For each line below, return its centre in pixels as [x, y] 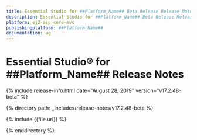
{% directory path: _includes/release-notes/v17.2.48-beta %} [80, 108]
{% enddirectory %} [30, 131]
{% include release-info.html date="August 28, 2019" [70, 90]
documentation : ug [28, 33]
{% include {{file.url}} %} [36, 120]
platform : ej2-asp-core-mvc [40, 22]
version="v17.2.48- [159, 90]
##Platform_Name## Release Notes [95, 74]
